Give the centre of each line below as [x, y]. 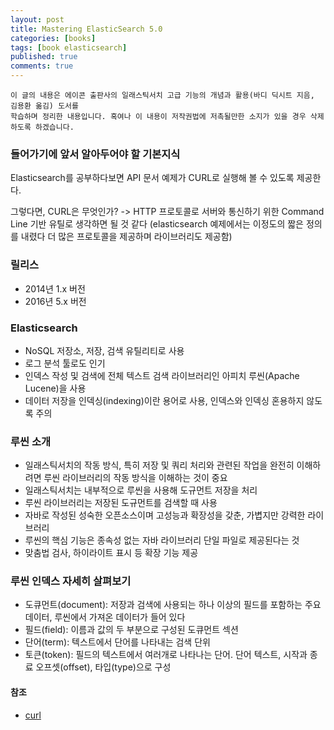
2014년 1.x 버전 [55, 288]
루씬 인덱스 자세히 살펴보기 [71, 581]
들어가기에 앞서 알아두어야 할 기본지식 [95, 154]
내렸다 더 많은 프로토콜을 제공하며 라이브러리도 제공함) [126, 237]
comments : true [42, 66]
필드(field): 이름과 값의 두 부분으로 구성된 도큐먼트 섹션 [131, 630]
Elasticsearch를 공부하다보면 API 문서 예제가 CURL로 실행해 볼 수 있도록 [152, 178]
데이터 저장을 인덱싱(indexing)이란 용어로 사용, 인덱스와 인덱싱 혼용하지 [164, 400]
